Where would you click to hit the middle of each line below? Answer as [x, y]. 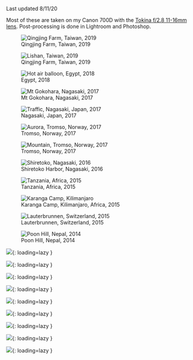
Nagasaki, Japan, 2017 [49, 116]
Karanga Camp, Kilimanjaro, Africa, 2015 [70, 205]
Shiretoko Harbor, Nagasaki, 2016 [62, 169]
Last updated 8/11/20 [32, 9]
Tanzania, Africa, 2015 [48, 187]
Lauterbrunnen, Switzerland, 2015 [62, 222]
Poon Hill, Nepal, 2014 [48, 240]
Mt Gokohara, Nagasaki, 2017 [57, 98]
